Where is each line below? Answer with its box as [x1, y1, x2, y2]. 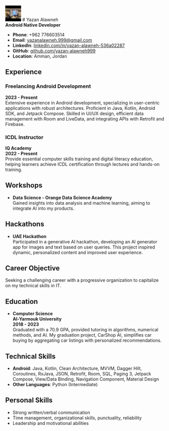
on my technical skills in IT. [5, 283, 62, 289]
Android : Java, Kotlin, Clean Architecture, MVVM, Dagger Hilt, [12, 365, 142, 372]
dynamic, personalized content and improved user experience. [12, 249, 143, 255]
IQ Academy [5, 145, 32, 151]
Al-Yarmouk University [12, 316, 62, 322]
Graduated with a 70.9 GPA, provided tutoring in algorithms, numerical [12, 327, 159, 333]
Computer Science [12, 311, 53, 317]
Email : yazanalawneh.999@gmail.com [12, 37, 92, 43]
